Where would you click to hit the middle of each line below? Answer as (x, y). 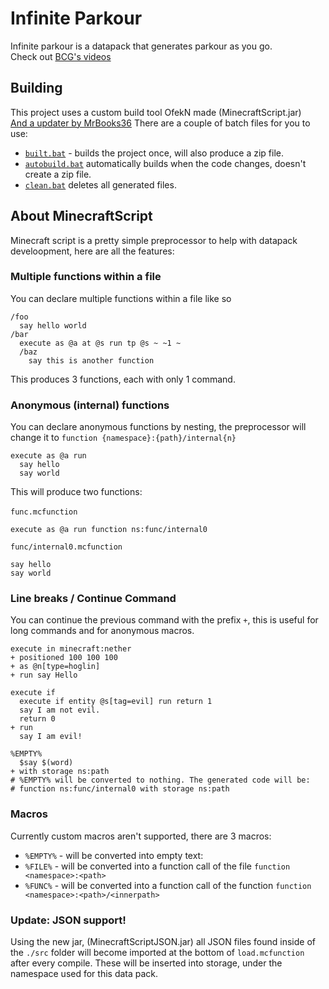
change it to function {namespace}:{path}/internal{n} (123, 438)
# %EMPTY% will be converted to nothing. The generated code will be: (160, 780)
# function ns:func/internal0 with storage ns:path (120, 789)
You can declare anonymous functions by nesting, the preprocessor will (158, 427)
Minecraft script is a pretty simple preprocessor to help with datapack (154, 240)
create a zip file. (58, 174)
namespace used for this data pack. (84, 974)
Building (36, 88)
